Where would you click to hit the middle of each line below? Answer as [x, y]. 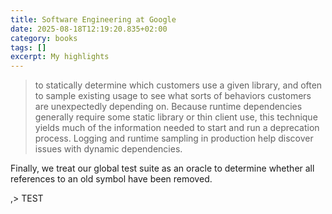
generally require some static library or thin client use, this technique [176, 117]
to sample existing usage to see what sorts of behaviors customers [173, 96]
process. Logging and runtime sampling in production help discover [174, 138]
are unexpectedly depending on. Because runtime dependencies [168, 107]
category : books [44, 38]
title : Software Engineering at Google [93, 19]
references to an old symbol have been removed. [111, 179]
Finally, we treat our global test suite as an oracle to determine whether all [162, 168]
